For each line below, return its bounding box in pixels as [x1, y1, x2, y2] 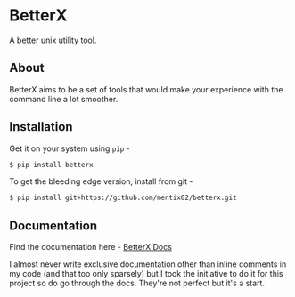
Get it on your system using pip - [9, 143, 131, 154]
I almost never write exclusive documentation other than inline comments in [9, 259, 287, 269]
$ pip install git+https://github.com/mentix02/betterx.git [9, 193, 238, 203]
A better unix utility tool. [9, 35, 97, 45]
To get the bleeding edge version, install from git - [9, 176, 193, 187]
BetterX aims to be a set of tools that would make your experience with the [9, 84, 283, 94]
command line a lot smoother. [9, 93, 119, 104]
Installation [9, 119, 73, 134]
